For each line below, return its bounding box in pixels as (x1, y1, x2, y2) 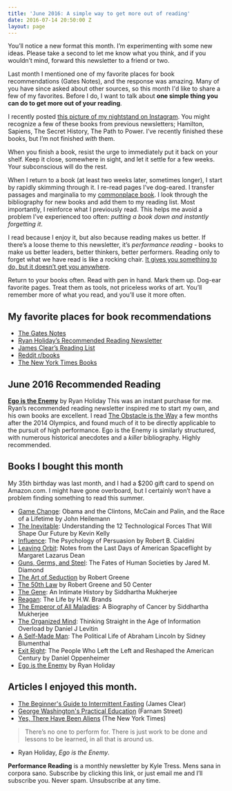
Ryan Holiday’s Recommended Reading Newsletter (17, 336, 162, 345)
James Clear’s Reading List (17, 344, 95, 352)
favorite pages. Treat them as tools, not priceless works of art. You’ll (8, 284, 202, 292)
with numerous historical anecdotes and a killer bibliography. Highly (8, 433, 201, 442)
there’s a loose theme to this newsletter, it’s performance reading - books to (8, 241, 224, 249)
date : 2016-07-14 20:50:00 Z (8, 17, 92, 23)
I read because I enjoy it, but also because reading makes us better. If (8, 233, 206, 242)
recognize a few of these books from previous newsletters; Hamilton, (8, 120, 204, 128)
